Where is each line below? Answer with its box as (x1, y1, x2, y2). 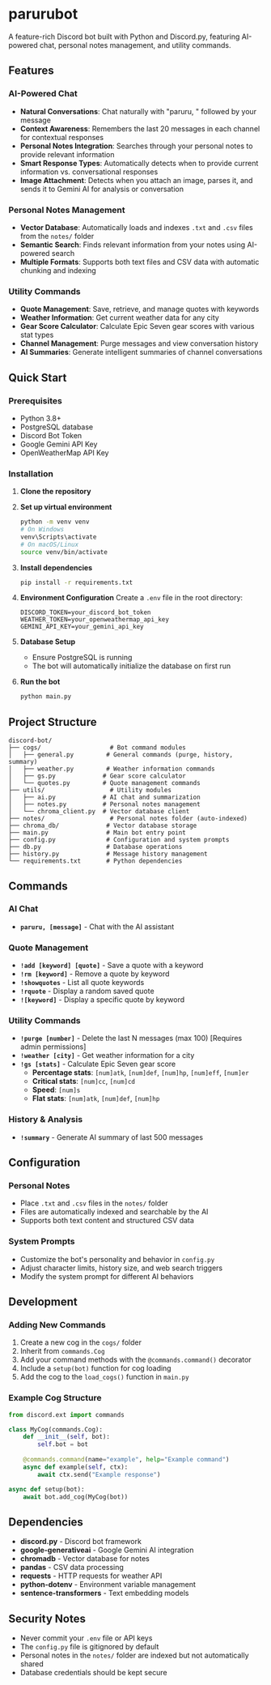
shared (19, 1659, 44, 1669)
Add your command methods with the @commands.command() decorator (19, 1354, 252, 1365)
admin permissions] (19, 1042, 87, 1052)
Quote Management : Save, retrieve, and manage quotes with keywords (19, 305, 260, 314)
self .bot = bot (37, 1440, 89, 1448)
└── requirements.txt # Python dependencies (8, 857, 183, 865)
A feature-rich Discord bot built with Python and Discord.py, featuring (8, 32, 240, 41)
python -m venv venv (19, 518, 90, 527)
